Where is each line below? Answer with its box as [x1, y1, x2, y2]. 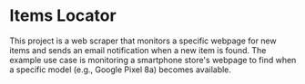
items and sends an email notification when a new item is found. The [9, 44, 267, 55]
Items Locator [9, 5, 117, 26]
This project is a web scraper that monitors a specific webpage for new [9, 35, 277, 46]
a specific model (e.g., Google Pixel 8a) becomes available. [9, 64, 232, 75]
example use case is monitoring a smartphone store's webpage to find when [9, 54, 297, 65]
